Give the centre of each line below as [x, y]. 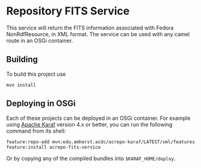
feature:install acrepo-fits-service [54, 147]
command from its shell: [36, 131]
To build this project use [36, 74]
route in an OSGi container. [40, 40]
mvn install [21, 85]
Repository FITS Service [68, 11]
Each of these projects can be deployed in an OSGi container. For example [98, 118]
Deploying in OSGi [41, 104]
